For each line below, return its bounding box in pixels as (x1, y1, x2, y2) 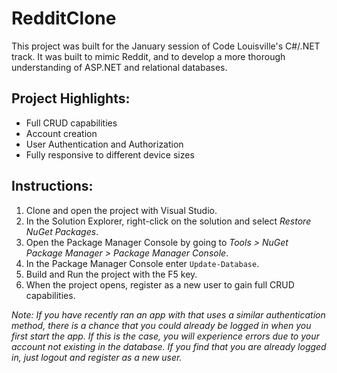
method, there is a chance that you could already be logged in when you (11, 319, 312, 331)
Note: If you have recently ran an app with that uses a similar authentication (11, 308, 326, 321)
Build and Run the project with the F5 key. (25, 268, 198, 280)
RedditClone (11, 7, 117, 30)
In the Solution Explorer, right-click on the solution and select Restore (25, 215, 312, 227)
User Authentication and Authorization (25, 138, 184, 150)
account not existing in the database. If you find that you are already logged (11, 340, 327, 352)
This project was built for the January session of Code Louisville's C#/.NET (11, 40, 321, 52)
